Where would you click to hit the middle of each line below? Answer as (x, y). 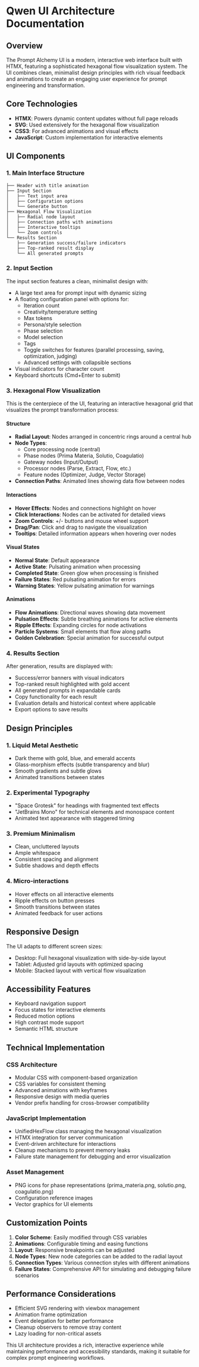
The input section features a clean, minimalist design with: (77, 281)
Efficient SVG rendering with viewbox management (77, 1308)
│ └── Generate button (37, 206)
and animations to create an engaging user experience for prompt (87, 79)
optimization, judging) (50, 356)
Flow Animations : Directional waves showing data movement (90, 612)
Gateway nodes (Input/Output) (61, 462)
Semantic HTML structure (46, 1029)
